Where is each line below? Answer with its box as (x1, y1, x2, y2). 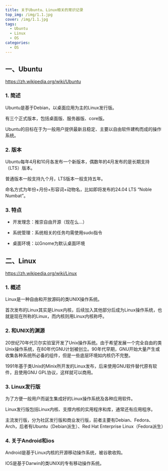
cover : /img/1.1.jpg (5, 17, 49, 22)
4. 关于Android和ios (5, 437, 54, 444)
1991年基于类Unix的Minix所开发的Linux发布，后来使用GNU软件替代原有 (5, 363, 153, 369)
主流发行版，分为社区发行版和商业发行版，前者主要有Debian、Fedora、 (5, 417, 153, 423)
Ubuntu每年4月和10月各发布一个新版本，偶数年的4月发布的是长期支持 (5, 159, 150, 165)
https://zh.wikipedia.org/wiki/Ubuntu (5, 79, 81, 85)
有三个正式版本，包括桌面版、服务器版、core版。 (5, 115, 107, 121)
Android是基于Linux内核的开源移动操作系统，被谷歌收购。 (5, 450, 126, 456)
